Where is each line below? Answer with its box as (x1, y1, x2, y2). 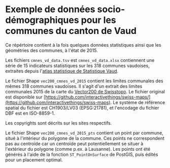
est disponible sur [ (5, 94, 46, 100)
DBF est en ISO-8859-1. (5, 110, 55, 116)
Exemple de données (5, 4, 95, 15)
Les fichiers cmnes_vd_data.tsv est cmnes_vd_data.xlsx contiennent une (5, 57, 155, 63)
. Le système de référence (110, 99, 165, 105)
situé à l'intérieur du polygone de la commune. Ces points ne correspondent (5, 135, 165, 141)
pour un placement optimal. (5, 156, 63, 163)
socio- (97, 4, 125, 15)
